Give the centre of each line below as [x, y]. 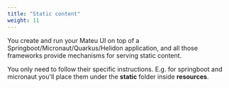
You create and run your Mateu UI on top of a [73, 40]
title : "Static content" [44, 14]
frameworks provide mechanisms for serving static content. [95, 55]
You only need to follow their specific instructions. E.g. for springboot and [115, 69]
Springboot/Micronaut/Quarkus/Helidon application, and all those [103, 48]
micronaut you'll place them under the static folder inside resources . [108, 76]
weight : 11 [23, 20]
